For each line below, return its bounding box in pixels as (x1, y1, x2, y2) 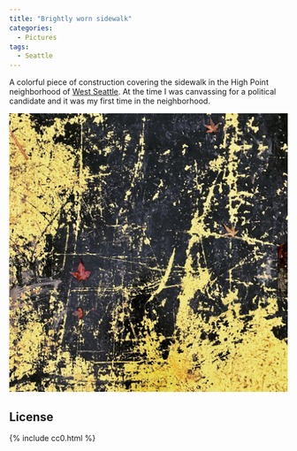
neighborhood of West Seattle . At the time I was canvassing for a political (9, 87, 277, 97)
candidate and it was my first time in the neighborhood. (9, 96, 210, 106)
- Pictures (17, 33, 57, 42)
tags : (9, 42, 29, 51)
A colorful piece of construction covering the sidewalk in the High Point (9, 77, 270, 88)
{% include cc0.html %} (9, 432, 96, 443)
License (9, 409, 54, 424)
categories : (9, 23, 53, 33)
